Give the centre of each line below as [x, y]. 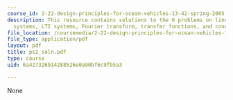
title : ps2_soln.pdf [37, 52]
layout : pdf [24, 46]
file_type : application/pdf [48, 39]
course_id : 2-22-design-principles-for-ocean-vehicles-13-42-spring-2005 [116, 13]
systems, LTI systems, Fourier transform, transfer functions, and [113, 26]
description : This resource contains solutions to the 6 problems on [110, 20]
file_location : [29, 33]
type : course [26, 59]
